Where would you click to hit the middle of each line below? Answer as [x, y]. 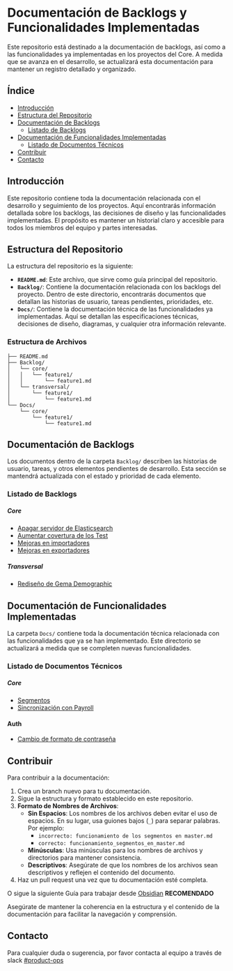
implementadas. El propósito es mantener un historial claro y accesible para [116, 220]
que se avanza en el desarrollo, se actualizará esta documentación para [110, 61]
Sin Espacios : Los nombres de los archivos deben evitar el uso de [122, 813]
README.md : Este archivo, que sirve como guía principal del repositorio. [117, 280]
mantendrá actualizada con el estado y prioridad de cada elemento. [104, 476]
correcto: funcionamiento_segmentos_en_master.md [111, 844]
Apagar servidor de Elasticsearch [65, 528]
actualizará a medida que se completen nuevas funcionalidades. [99, 648]
